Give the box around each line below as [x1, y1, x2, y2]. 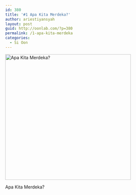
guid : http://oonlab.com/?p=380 [5, 26, 73, 31]
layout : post [5, 21, 33, 27]
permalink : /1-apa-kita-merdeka [5, 31, 73, 36]
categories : [5, 36, 30, 41]
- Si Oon [10, 40, 28, 45]
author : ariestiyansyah [5, 17, 55, 22]
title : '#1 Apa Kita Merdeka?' [5, 12, 71, 17]
